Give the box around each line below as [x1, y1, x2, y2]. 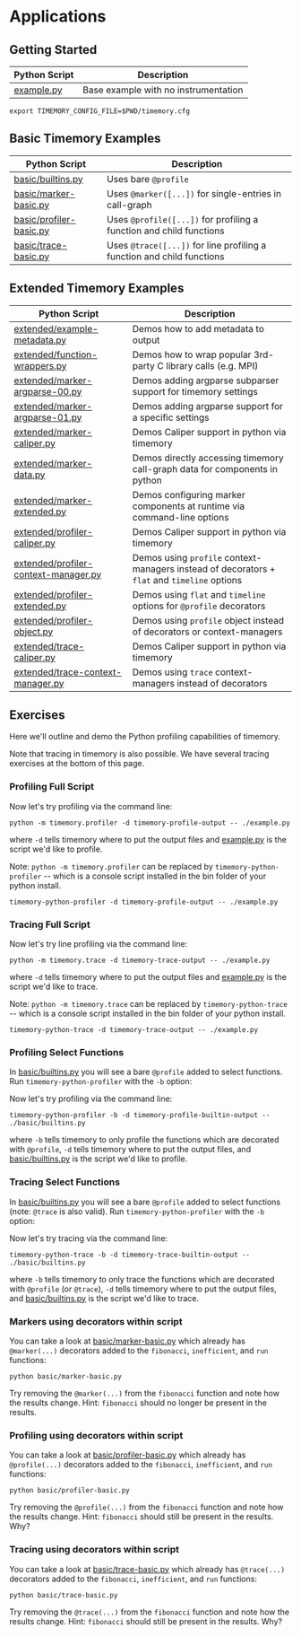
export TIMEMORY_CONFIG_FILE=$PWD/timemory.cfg [9, 107, 191, 116]
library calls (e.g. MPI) [165, 359, 259, 372]
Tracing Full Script [9, 918, 91, 931]
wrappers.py [13, 359, 67, 372]
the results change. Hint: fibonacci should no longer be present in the [9, 1397, 267, 1408]
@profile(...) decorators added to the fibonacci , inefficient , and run [9, 1459, 273, 1470]
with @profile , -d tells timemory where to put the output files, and [9, 1144, 252, 1155]
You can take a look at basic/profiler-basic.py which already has [9, 1449, 246, 1460]
